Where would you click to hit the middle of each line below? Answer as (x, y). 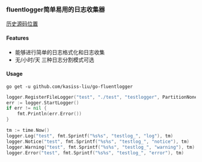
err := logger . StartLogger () (43, 103)
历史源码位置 (22, 24)
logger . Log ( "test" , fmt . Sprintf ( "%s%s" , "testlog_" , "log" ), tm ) (90, 136)
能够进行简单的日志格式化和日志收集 (60, 52)
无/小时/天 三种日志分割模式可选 (54, 60)
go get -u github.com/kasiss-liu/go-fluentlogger (70, 86)
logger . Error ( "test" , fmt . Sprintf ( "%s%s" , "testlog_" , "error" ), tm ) (95, 153)
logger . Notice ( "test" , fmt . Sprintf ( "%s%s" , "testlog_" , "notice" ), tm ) (98, 142)
